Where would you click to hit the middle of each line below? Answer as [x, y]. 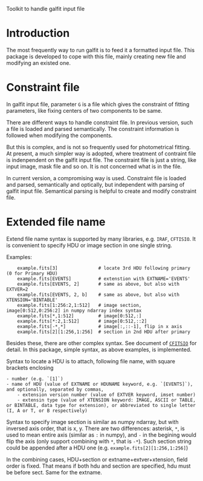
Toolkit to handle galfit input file [46, 9]
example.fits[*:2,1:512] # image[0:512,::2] [82, 321]
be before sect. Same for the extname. [54, 472]
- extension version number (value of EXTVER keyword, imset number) [107, 395]
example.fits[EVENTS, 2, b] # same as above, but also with [98, 294]
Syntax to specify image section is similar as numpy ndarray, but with [92, 422]
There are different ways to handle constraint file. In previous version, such [100, 122]
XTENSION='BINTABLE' [32, 300]
